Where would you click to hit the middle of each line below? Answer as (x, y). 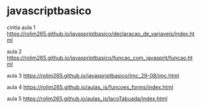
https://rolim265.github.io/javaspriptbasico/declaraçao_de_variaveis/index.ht (101, 33)
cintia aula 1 (21, 27)
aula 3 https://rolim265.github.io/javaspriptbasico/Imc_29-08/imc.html (93, 75)
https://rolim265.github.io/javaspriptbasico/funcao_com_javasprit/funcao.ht (100, 58)
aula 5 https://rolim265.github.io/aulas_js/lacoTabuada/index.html (87, 99)
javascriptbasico (49, 11)
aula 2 (14, 51)
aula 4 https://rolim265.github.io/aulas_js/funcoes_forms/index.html (90, 87)
